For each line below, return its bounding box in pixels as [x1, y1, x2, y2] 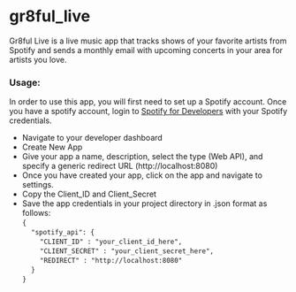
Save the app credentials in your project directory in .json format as [21, 198, 268, 209]
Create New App [21, 142, 83, 152]
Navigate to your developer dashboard [21, 133, 163, 143]
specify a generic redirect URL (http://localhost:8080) [21, 161, 218, 172]
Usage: [9, 76, 42, 88]
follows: [21, 208, 51, 219]
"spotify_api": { [30, 228, 95, 237]
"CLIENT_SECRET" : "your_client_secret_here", [39, 247, 215, 256]
